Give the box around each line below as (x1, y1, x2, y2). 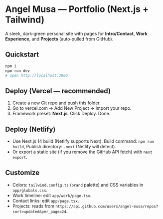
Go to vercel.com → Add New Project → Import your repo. (12, 105, 132, 111)
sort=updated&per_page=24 (12, 209, 66, 214)
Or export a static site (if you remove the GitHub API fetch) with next (12, 149, 153, 155)
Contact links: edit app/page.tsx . (12, 198, 79, 204)
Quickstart (5, 50, 39, 59)
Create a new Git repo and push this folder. (12, 100, 101, 106)
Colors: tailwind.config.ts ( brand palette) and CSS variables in (12, 182, 144, 188)
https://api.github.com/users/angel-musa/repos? (55, 204, 159, 209)
